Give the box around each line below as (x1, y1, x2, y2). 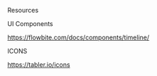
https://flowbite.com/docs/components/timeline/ (7, 33, 150, 42)
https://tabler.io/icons (7, 61, 70, 69)
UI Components (7, 20, 53, 27)
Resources (7, 6, 39, 14)
